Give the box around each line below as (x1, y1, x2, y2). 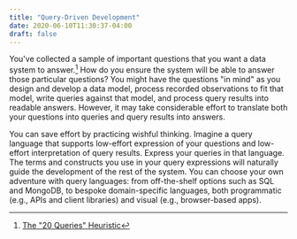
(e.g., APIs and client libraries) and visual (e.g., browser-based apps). (9, 195, 263, 205)
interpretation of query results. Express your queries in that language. (30, 148, 285, 158)
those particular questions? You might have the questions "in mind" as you (9, 74, 281, 85)
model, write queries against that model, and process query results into (9, 93, 270, 104)
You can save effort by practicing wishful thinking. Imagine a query (9, 129, 254, 140)
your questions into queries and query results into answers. (9, 112, 225, 122)
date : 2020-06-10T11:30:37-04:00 (9, 21, 133, 30)
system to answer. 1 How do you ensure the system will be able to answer (9, 63, 276, 75)
